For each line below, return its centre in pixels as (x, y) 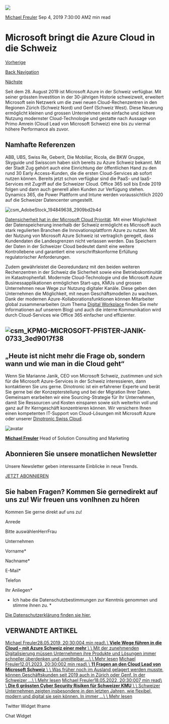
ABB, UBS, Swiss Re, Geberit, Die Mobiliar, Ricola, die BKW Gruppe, (75, 157)
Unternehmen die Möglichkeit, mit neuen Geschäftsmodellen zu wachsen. (82, 293)
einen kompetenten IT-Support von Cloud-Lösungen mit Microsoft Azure (80, 413)
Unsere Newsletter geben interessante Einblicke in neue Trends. (72, 466)
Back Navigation (22, 72)
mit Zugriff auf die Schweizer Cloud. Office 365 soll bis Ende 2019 (93, 184)
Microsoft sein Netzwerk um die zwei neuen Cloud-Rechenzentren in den (81, 102)
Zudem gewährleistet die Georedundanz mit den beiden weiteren (72, 267)
